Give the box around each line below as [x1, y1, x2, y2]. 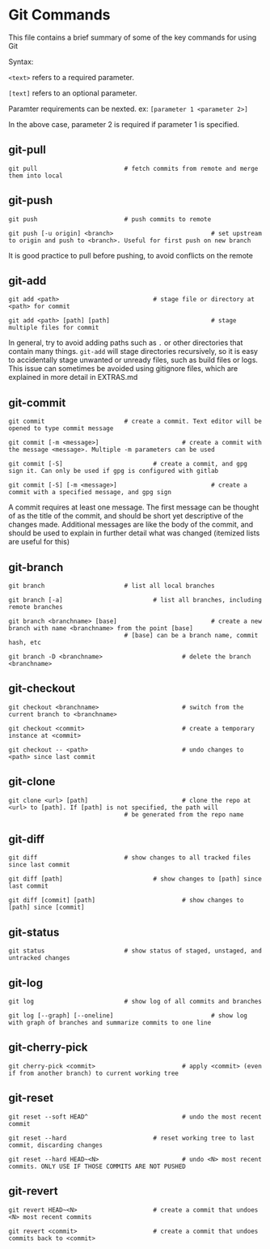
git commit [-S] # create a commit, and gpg [8, 460, 248, 468]
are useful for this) [8, 537, 70, 547]
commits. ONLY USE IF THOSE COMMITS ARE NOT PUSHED [8, 1162, 186, 1170]
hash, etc [8, 638, 42, 646]
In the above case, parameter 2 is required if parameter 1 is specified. [8, 119, 240, 129]
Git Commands [8, 6, 111, 24]
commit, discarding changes [8, 1140, 103, 1149]
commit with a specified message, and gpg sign [8, 488, 172, 497]
